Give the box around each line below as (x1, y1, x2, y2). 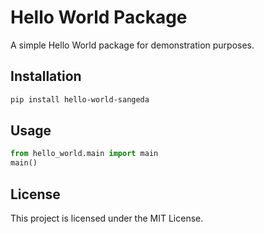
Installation (10, 68, 82, 85)
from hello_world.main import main (10, 149, 159, 159)
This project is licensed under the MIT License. (10, 212, 204, 224)
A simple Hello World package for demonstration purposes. (10, 39, 255, 51)
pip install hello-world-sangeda (10, 94, 150, 105)
